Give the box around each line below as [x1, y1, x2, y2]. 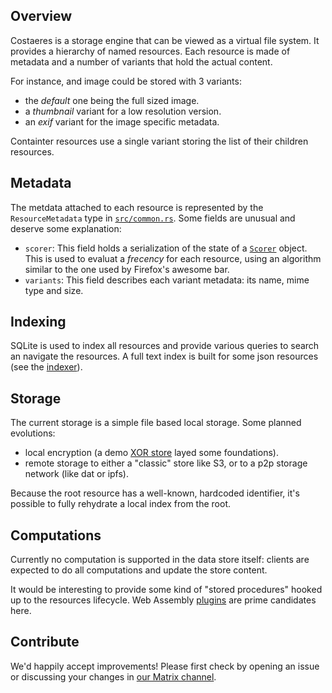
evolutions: [10, 427, 56, 439]
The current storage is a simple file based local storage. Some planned [10, 417, 302, 429]
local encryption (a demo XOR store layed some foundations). [24, 447, 279, 459]
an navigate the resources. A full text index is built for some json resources [10, 350, 319, 363]
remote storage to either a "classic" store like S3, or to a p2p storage [24, 457, 308, 469]
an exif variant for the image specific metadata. [24, 115, 220, 128]
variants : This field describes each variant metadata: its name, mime [24, 274, 310, 286]
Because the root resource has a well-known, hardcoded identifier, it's [10, 487, 300, 499]
